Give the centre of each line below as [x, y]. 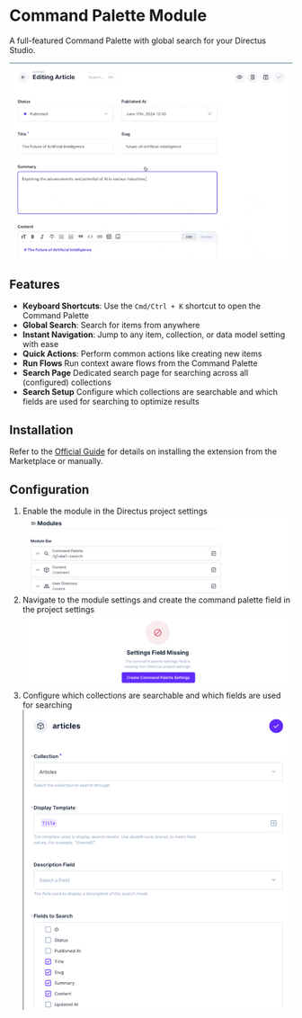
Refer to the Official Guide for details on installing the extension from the [143, 451]
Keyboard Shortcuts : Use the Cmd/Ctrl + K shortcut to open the [141, 306]
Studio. [22, 49]
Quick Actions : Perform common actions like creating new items [142, 354]
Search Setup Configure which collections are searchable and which [150, 392]
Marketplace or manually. [56, 461]
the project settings [58, 610]
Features [35, 284]
